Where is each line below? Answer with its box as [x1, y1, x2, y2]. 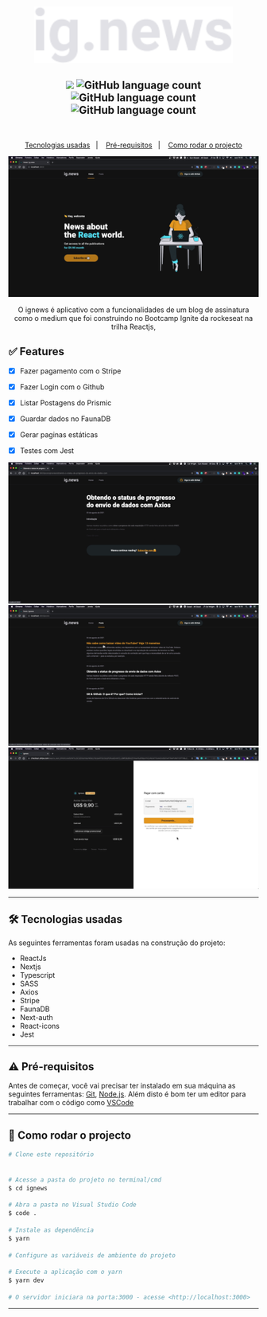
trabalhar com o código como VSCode [8, 1098, 134, 1108]
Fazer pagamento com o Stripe [19, 365, 122, 376]
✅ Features [8, 345, 65, 358]
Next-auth [19, 1012, 53, 1022]
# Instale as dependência [8, 1226, 94, 1234]
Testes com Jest [19, 446, 74, 455]
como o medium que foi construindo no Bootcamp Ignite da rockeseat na [14, 314, 253, 323]
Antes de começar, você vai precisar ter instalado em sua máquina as [8, 1081, 236, 1091]
